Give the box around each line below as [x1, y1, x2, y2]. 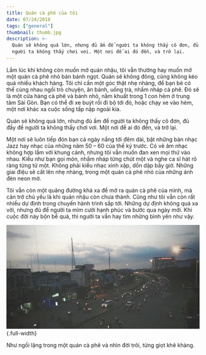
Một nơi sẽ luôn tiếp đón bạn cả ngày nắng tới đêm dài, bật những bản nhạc [6, 136, 198, 143]
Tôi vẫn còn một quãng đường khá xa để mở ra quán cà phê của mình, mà [6, 186, 193, 194]
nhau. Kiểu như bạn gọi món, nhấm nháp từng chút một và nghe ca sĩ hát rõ [6, 155, 197, 162]
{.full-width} [6, 330, 37, 337]
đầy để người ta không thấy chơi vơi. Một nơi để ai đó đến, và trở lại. [6, 123, 178, 131]
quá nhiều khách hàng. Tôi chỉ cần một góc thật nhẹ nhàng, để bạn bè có [6, 79, 191, 86]
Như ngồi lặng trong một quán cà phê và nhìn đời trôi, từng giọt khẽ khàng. [6, 342, 195, 349]
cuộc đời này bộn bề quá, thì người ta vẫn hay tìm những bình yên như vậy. [6, 212, 195, 220]
